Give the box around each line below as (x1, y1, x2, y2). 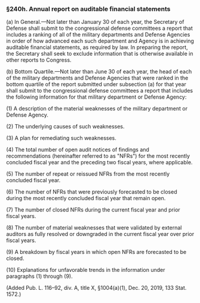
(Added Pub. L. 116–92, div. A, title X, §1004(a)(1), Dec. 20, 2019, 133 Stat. (6, 284, 187, 292)
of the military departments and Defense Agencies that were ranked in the (6, 74, 189, 82)
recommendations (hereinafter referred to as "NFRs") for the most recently (6, 152, 190, 160)
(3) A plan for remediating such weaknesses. (6, 134, 116, 142)
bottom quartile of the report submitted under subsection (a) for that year (6, 81, 186, 88)
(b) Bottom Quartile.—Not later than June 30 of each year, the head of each (6, 68, 192, 75)
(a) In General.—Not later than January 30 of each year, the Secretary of (6, 19, 184, 26)
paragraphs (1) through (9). (6, 273, 73, 280)
